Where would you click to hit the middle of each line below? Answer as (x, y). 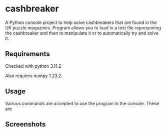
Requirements (27, 54)
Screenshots (25, 124)
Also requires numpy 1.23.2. (34, 76)
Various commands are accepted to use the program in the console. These (82, 103)
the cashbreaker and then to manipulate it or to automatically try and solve (82, 33)
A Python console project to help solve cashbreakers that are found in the (81, 22)
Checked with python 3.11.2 (33, 66)
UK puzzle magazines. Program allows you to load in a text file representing (83, 27)
